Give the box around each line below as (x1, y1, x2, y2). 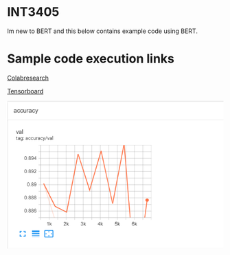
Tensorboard (7, 87, 44, 95)
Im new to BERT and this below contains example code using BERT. (7, 27, 198, 35)
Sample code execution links (7, 51, 175, 67)
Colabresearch (7, 74, 49, 82)
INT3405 (7, 4, 60, 20)
